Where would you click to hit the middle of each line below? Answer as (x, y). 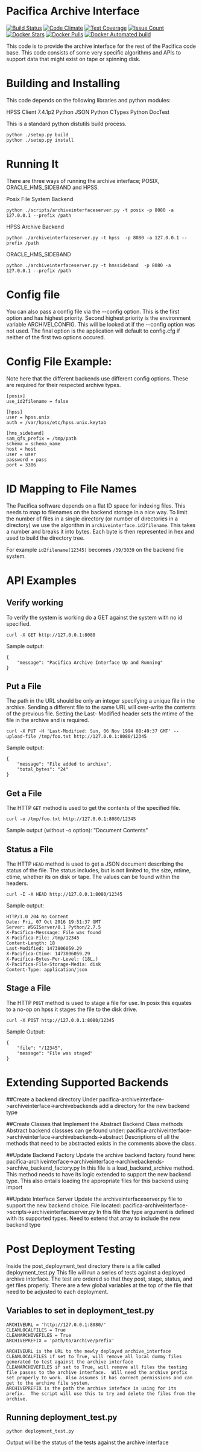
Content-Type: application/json (47, 970)
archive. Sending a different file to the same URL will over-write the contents (101, 708)
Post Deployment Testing (71, 1249)
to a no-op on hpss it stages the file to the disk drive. (72, 1009)
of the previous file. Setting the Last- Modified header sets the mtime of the (100, 714)
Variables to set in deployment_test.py (80, 1311)
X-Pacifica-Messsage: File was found (54, 933)
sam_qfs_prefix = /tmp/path (42, 438)
